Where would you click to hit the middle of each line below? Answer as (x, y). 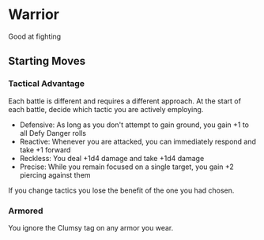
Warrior (34, 15)
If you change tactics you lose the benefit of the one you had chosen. (121, 190)
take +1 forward (45, 150)
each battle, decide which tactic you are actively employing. (106, 109)
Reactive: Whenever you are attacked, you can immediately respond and (138, 141)
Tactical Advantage (47, 84)
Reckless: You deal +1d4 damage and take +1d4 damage (112, 158)
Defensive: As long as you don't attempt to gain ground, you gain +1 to (134, 125)
